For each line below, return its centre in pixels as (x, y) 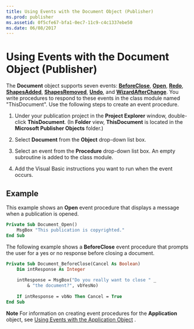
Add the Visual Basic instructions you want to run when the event (93, 169)
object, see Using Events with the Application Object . (71, 319)
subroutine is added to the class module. (64, 157)
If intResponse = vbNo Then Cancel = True (69, 296)
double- (178, 116)
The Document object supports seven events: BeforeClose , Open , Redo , (95, 86)
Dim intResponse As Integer (51, 269)
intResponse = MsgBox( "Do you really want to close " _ (87, 280)
